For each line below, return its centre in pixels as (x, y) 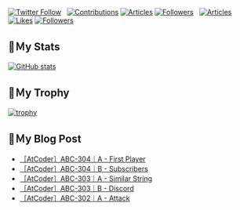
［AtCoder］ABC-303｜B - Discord (77, 189)
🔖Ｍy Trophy (39, 93)
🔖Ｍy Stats (34, 47)
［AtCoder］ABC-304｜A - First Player (83, 159)
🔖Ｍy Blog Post (45, 139)
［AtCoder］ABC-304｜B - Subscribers (84, 169)
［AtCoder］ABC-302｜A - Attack (75, 198)
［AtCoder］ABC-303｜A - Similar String (86, 179)
